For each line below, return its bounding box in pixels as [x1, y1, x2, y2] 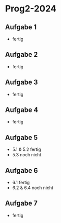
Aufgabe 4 [5, 106, 38, 114]
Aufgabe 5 [5, 133, 38, 142]
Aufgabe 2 [5, 50, 38, 59]
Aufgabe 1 [5, 23, 37, 31]
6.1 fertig [12, 180, 30, 186]
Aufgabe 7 [5, 199, 38, 208]
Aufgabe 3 [5, 78, 38, 87]
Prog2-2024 [5, 3, 57, 14]
